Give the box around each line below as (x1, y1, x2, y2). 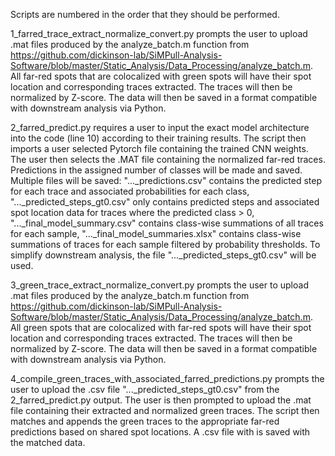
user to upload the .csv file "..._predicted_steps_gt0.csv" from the (10, 384, 280, 395)
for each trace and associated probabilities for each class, (10, 185, 250, 197)
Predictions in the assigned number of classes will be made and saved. (10, 164, 303, 176)
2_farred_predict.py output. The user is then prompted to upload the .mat (10, 394, 312, 406)
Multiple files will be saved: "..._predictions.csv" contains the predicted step (10, 175, 322, 186)
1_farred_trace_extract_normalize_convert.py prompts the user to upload (10, 28, 308, 39)
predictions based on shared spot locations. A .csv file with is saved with (10, 426, 311, 438)
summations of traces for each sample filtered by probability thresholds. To (10, 239, 321, 250)
